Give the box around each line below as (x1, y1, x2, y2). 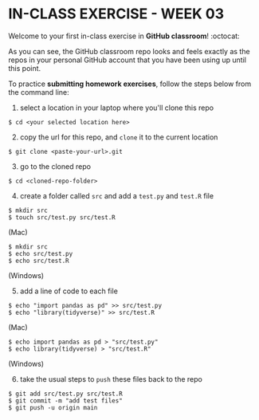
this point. (8, 63, 41, 73)
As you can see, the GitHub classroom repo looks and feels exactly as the (8, 46, 250, 56)
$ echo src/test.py (8, 249, 73, 257)
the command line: (8, 87, 69, 96)
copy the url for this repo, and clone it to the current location (19, 132, 218, 142)
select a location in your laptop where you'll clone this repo (19, 103, 214, 112)
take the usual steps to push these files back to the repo (19, 374, 203, 383)
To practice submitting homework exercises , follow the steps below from (8, 79, 252, 88)
